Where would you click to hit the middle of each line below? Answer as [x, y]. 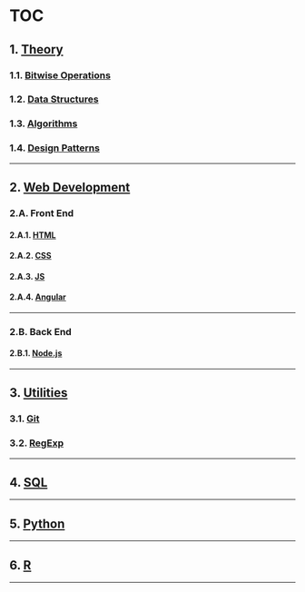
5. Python [37, 523]
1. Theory [36, 49]
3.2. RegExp [37, 443]
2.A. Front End [42, 212]
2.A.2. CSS [30, 256]
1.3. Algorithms [44, 123]
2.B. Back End [41, 331]
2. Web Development [70, 187]
